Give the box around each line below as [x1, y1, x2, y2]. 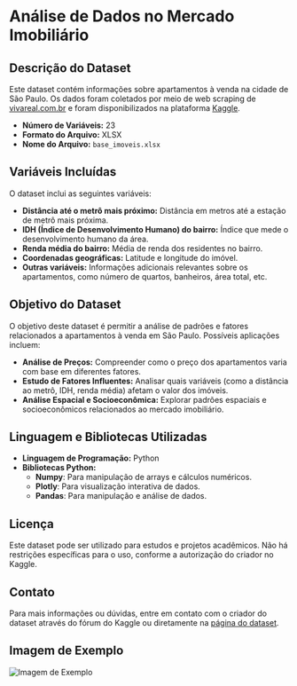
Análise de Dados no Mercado [9, 6, 235, 27]
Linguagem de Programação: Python [21, 453, 160, 463]
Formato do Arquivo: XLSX [21, 130, 122, 139]
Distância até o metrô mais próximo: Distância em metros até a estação [21, 205, 286, 216]
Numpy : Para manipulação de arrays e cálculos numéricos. [35, 472, 253, 483]
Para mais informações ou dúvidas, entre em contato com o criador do [9, 608, 268, 619]
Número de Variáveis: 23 [21, 120, 116, 130]
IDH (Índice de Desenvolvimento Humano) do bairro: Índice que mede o [21, 224, 289, 234]
